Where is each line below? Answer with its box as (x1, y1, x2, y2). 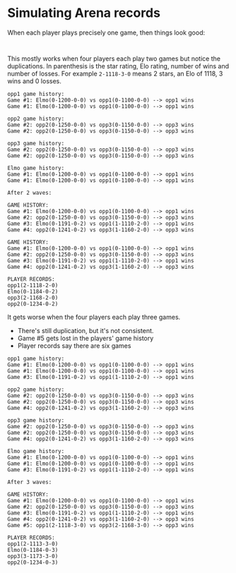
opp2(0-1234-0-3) (7, 559, 59, 566)
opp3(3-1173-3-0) (7, 553, 59, 560)
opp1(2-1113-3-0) (7, 540, 59, 548)
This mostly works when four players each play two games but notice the (7, 54, 221, 63)
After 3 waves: (7, 478, 52, 485)
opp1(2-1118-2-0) (7, 282, 59, 289)
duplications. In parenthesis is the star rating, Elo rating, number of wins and (7, 61, 230, 70)
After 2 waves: (7, 189, 52, 196)
